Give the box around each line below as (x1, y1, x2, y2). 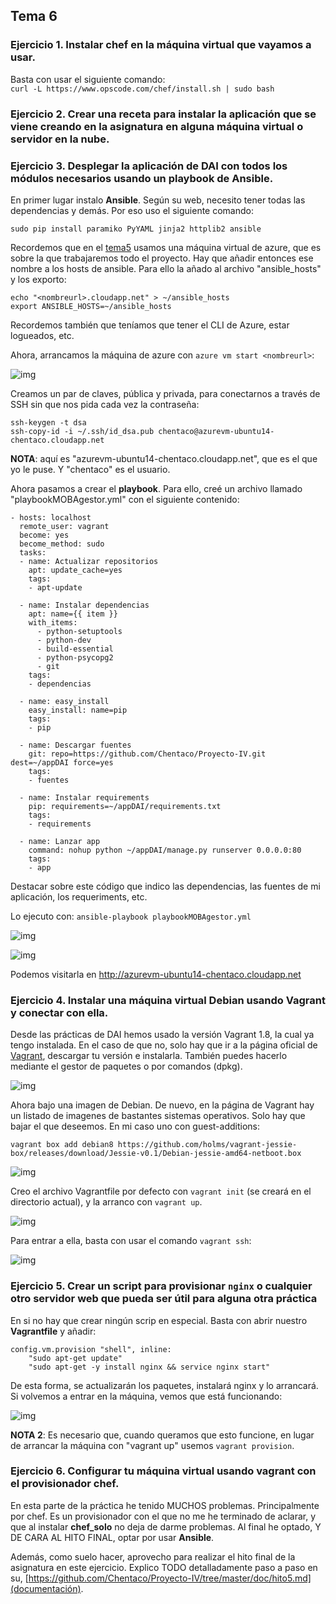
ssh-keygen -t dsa (10, 417, 87, 428)
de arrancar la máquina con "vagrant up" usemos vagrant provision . (10, 1439, 295, 1451)
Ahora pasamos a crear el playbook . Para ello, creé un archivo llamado (10, 482, 303, 494)
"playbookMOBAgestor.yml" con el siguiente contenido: (10, 493, 240, 505)
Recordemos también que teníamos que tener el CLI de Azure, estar (10, 319, 290, 331)
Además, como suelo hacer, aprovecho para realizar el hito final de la (10, 1550, 296, 1563)
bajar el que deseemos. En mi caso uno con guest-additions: (10, 1120, 260, 1133)
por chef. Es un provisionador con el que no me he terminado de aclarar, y (10, 1510, 316, 1522)
